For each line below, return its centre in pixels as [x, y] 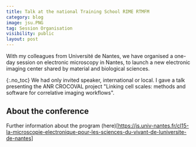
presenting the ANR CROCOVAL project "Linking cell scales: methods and [96, 86]
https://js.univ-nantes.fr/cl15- [154, 126]
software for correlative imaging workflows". [60, 93]
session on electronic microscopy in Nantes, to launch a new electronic [104, 62]
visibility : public [30, 34]
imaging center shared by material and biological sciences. [78, 68]
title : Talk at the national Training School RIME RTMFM [78, 12]
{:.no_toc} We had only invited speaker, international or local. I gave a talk [96, 80]
